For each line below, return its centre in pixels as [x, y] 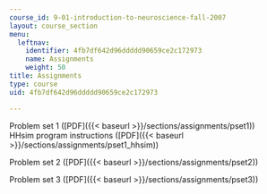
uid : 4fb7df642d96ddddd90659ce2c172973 [84, 92]
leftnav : [34, 42]
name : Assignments [60, 59]
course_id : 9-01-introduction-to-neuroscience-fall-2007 [118, 17]
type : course [34, 84]
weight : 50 [46, 68]
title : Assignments [46, 76]
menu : [19, 34]
